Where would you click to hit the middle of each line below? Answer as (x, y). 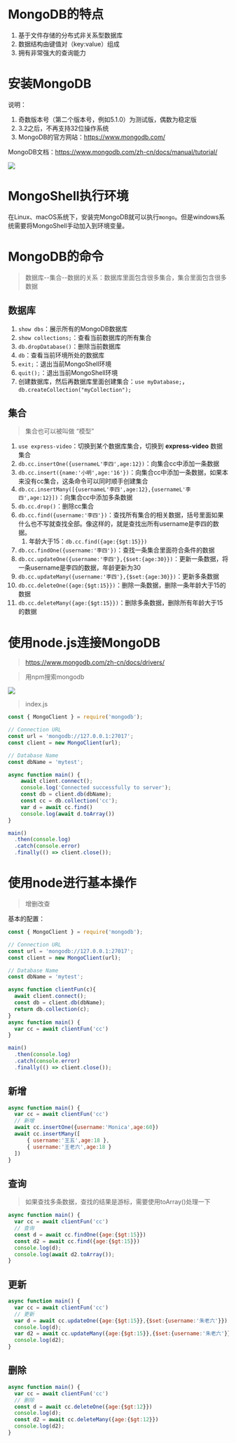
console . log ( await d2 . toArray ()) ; (64, 1254)
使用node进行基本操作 (72, 883)
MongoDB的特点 (56, 14)
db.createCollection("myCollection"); (75, 390)
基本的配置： (26, 918)
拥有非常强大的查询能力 (52, 53)
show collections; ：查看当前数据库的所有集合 (85, 337)
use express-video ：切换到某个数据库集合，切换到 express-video (113, 446)
